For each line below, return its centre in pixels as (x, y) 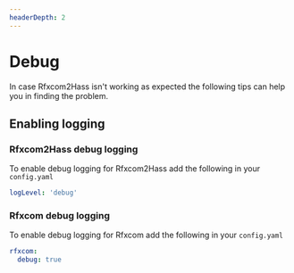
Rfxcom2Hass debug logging (74, 149)
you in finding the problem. (59, 95)
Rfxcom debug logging (59, 216)
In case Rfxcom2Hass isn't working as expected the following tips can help (147, 87)
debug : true (40, 260)
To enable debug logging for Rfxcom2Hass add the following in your (135, 169)
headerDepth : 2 (38, 17)
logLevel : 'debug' (43, 193)
